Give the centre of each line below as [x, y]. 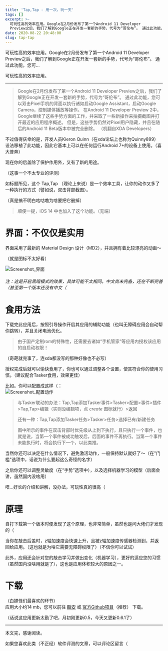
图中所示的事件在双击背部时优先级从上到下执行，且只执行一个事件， [87, 430]
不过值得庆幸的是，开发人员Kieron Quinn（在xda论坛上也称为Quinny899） [82, 139]
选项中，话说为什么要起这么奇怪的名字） [53, 459]
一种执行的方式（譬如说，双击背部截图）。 [48, 189]
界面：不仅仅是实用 [45, 233]
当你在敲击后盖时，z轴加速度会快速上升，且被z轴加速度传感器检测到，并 [80, 541]
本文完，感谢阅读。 [25, 633]
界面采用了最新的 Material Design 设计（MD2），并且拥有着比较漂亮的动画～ [83, 247]
